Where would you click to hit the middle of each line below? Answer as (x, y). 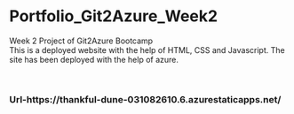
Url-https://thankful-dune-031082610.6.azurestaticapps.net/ (145, 99)
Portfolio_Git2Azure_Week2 (114, 16)
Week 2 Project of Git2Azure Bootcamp (81, 41)
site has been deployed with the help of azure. (94, 59)
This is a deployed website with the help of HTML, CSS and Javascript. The (147, 49)
